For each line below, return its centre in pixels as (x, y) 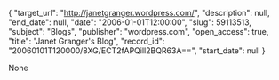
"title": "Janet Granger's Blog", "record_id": (87, 41)
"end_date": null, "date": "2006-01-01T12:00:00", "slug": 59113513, (130, 22)
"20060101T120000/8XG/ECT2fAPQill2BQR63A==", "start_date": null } (137, 51)
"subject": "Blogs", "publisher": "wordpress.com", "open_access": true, (139, 32)
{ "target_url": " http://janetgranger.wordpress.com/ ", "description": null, (139, 13)
